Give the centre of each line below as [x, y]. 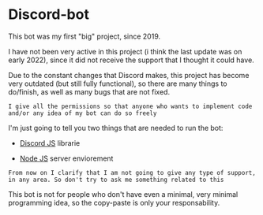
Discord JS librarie [50, 143]
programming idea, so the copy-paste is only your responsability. [114, 202]
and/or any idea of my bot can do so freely [83, 113]
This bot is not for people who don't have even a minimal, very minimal [123, 194]
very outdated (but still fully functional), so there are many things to [118, 83]
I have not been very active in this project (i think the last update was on [125, 51]
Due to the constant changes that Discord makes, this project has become [129, 75]
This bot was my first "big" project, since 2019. [84, 36]
